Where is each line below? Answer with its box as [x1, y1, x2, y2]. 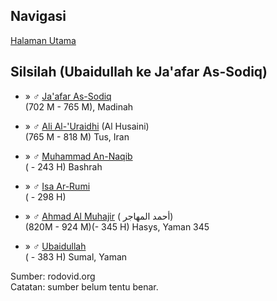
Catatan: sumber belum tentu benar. [10, 280, 159, 293]
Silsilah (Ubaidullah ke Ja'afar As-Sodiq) [10, 64, 268, 81]
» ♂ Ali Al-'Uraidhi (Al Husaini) [24, 120, 150, 132]
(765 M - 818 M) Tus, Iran [24, 130, 130, 143]
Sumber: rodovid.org [10, 270, 96, 282]
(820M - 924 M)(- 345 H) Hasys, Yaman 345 [24, 220, 210, 233]
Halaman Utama [10, 34, 77, 46]
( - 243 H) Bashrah [24, 160, 103, 173]
